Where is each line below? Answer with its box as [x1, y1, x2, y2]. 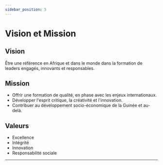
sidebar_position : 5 [5, 7, 47, 12]
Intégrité [12, 140, 29, 146]
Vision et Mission [5, 28, 76, 39]
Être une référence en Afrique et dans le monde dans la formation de [5, 60, 143, 66]
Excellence [12, 134, 34, 141]
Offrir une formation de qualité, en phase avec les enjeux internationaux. [12, 92, 157, 98]
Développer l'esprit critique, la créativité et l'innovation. [12, 98, 123, 103]
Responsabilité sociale [12, 150, 57, 156]
